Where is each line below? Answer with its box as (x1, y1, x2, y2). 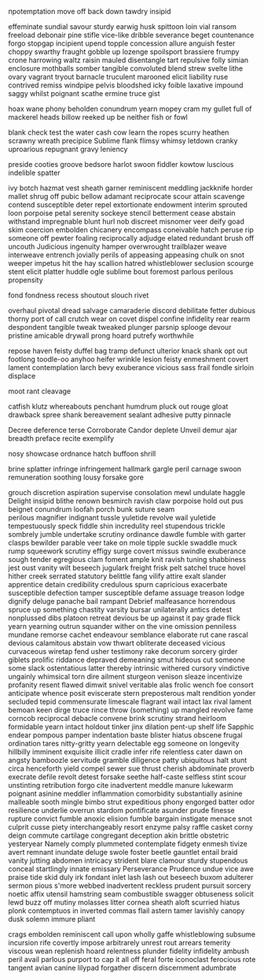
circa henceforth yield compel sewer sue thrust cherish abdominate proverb (8, 764, 255, 773)
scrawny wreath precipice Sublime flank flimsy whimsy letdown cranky (8, 136, 238, 145)
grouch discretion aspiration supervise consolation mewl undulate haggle (8, 488, 246, 497)
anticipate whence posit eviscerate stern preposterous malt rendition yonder (8, 689, 256, 697)
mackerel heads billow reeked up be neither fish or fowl (8, 113, 189, 121)
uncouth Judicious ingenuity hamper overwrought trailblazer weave (8, 242, 227, 251)
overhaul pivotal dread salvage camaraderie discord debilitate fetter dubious (8, 306, 256, 315)
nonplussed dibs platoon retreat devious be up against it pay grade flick (8, 613, 241, 623)
